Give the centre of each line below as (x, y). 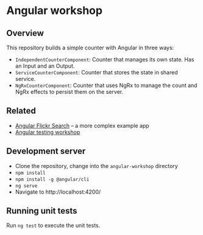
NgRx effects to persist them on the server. (69, 92)
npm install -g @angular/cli (52, 179)
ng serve (26, 186)
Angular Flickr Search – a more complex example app (82, 125)
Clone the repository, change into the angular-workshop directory (96, 166)
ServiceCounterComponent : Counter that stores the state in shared (96, 72)
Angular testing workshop (48, 132)
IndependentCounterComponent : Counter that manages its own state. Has (105, 59)
